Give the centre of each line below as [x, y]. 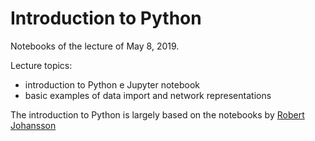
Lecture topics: [41, 65]
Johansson [33, 125]
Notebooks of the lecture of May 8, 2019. [95, 46]
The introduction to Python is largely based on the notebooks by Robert [157, 114]
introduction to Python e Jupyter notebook [112, 84]
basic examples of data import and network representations [148, 95]
